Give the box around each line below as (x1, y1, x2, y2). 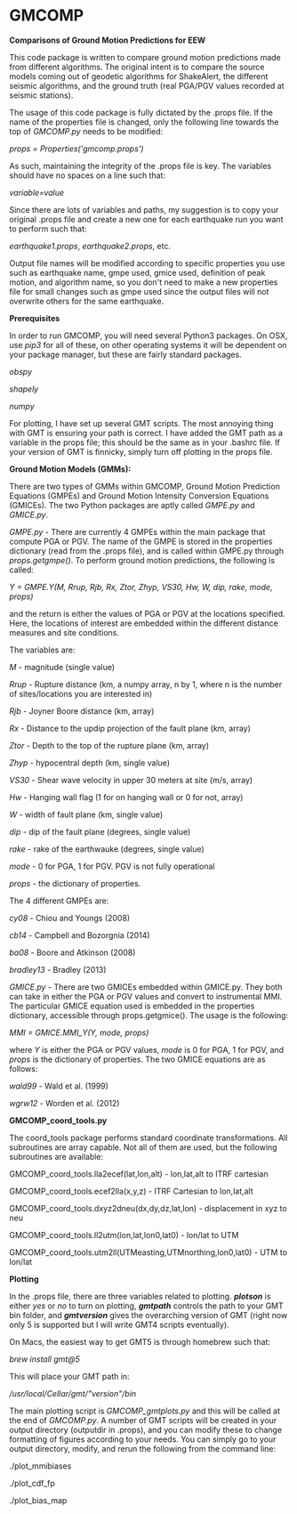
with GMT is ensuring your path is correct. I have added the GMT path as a (9, 427, 283, 438)
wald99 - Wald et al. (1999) (9, 1081, 109, 1091)
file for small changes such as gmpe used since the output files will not (9, 286, 269, 296)
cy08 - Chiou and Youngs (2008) (9, 912, 131, 923)
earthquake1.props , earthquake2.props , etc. (9, 240, 172, 251)
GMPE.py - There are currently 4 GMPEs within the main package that (9, 526, 266, 537)
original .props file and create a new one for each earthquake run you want (9, 214, 284, 224)
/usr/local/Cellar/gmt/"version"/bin (9, 1388, 137, 1398)
